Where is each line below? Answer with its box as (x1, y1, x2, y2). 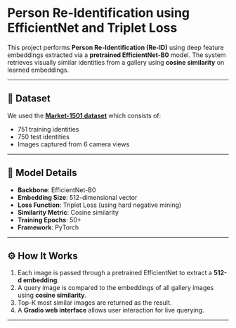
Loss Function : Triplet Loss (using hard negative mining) (17, 201, 182, 209)
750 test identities (17, 132, 70, 141)
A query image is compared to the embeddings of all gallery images (17, 284, 214, 292)
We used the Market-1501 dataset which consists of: (7, 111, 162, 120)
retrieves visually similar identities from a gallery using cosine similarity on (7, 58, 225, 66)
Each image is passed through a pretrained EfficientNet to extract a (17, 269, 213, 277)
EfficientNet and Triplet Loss (7, 20, 178, 36)
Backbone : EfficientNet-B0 (17, 185, 96, 194)
